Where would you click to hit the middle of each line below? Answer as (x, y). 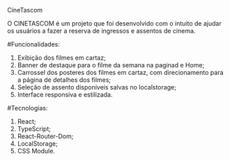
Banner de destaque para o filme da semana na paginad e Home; (111, 65)
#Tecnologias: (28, 108)
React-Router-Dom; (45, 136)
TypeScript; (34, 129)
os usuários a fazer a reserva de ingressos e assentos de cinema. (101, 31)
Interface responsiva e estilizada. (65, 94)
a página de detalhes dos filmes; (64, 80)
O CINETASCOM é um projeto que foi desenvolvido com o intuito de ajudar (114, 23)
